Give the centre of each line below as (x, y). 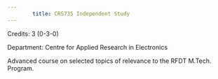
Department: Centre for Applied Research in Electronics (88, 47)
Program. (21, 68)
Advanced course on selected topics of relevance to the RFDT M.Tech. (109, 61)
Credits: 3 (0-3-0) (33, 34)
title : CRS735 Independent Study (81, 14)
